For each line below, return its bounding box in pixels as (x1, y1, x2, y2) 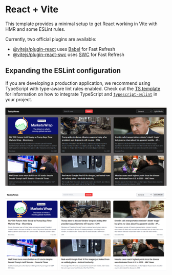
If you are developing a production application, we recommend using (5, 80, 150, 86)
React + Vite (5, 4, 59, 15)
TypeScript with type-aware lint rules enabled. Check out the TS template (5, 85, 161, 91)
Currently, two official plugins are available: (5, 36, 97, 42)
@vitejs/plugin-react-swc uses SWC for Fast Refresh (12, 51, 124, 58)
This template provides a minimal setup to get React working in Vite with (5, 21, 158, 27)
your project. (5, 96, 32, 102)
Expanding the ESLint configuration (5, 66, 121, 75)
